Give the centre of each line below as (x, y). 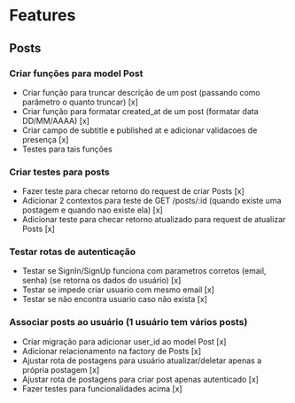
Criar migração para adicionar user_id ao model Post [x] (124, 341)
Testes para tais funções (67, 149)
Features (43, 15)
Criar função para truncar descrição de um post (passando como (141, 92)
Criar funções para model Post (76, 74)
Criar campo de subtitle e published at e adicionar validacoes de (140, 130)
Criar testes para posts (59, 172)
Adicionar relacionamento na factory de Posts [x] (112, 351)
